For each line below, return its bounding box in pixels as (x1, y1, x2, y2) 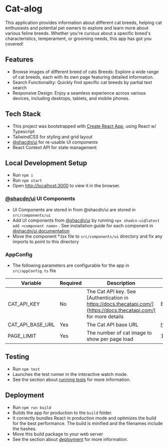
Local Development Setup (5, 159, 87, 167)
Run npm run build (12, 404, 51, 410)
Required (59, 279, 82, 286)
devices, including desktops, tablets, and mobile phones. (12, 95, 130, 101)
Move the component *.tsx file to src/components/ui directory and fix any (12, 233, 162, 239)
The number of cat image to (86, 329, 152, 336)
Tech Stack (5, 110, 41, 118)
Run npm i (12, 172, 33, 178)
